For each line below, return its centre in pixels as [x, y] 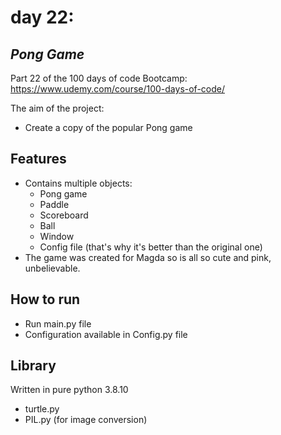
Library [33, 366]
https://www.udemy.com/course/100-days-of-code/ [118, 89]
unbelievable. [52, 268]
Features [38, 159]
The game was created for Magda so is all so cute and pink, [148, 257]
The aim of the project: [57, 108]
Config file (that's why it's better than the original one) [151, 247]
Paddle [54, 204]
